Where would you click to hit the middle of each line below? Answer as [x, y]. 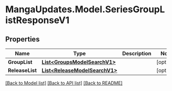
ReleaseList [22, 70]
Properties [23, 39]
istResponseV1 [37, 20]
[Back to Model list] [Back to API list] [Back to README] [64, 83]
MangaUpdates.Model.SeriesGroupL [85, 9]
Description [137, 53]
